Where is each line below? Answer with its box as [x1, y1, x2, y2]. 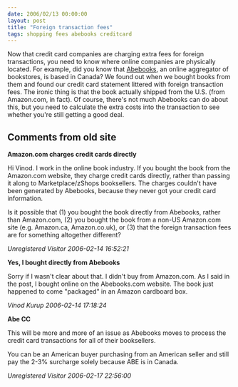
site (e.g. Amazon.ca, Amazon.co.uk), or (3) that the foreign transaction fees [7, 223, 232, 232]
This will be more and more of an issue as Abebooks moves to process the [7, 329, 227, 337]
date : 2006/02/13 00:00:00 [7, 10, 88, 18]
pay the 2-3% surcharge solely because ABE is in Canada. [7, 358, 180, 366]
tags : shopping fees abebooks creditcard [7, 30, 133, 38]
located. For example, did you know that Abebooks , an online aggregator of [7, 65, 229, 73]
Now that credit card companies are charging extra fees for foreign [7, 50, 205, 58]
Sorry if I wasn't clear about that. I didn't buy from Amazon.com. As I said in [7, 272, 230, 281]
